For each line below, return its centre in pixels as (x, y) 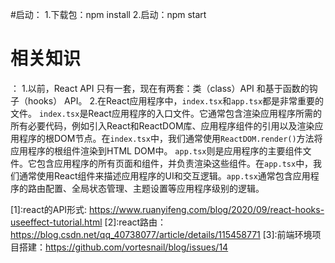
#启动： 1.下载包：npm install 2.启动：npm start (108, 14)
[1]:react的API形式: (49, 209)
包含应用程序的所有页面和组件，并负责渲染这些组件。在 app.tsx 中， (175, 163)
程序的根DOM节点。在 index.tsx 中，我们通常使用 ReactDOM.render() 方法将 (170, 138)
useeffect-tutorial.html (56, 222)
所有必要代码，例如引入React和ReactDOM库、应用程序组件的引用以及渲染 (162, 125)
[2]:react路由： (135, 222)
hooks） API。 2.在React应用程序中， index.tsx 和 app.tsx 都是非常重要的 (176, 100)
